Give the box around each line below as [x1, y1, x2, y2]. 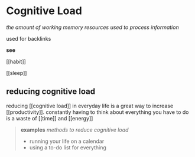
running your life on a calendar [29, 138, 105, 145]
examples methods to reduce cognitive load [20, 126, 129, 133]
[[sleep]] [6, 69, 27, 76]
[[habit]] [6, 58, 27, 65]
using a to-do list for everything [29, 143, 106, 151]
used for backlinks [6, 35, 51, 42]
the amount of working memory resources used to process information [6, 24, 179, 31]
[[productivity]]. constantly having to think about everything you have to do [6, 108, 189, 116]
